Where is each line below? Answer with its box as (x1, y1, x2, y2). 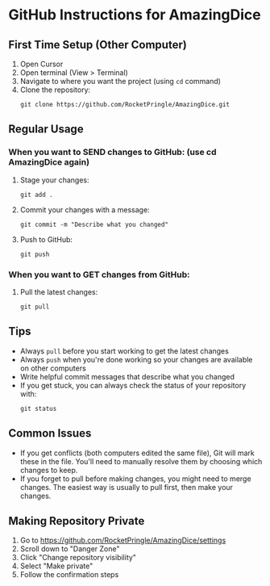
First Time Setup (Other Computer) (8, 38, 187, 52)
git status (19, 404, 57, 412)
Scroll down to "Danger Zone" (19, 544, 120, 554)
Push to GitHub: (19, 234, 73, 244)
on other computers (19, 363, 86, 373)
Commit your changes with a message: (19, 204, 151, 215)
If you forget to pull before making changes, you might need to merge (19, 474, 251, 483)
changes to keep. (19, 465, 78, 475)
